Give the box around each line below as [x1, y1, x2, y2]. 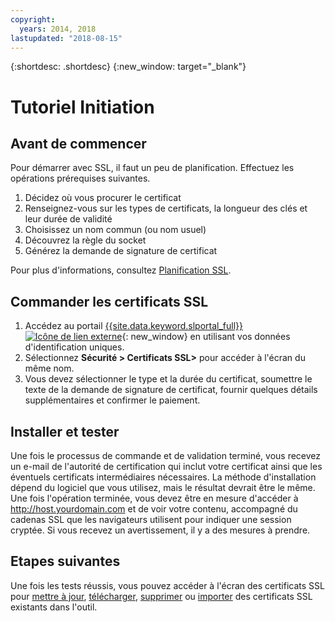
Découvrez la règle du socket [24, 234, 147, 246]
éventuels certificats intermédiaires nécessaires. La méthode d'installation [10, 471, 317, 483]
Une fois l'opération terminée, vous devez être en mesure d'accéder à [10, 492, 299, 504]
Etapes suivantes [10, 553, 121, 570]
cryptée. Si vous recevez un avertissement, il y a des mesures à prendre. [10, 524, 311, 536]
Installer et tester [10, 423, 120, 440]
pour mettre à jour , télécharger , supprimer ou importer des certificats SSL [10, 590, 313, 602]
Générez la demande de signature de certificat [24, 245, 218, 257]
